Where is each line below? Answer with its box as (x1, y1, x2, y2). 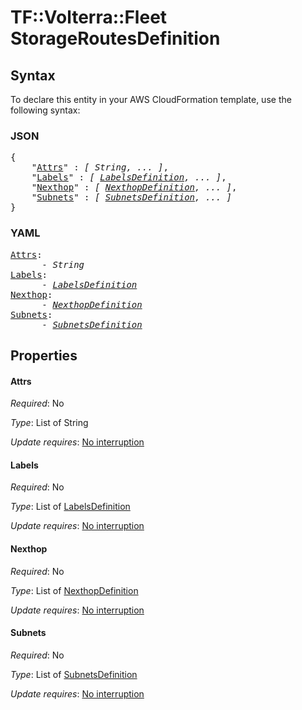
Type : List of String (10, 417, 89, 429)
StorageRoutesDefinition (10, 27, 221, 50)
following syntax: (10, 104, 81, 116)
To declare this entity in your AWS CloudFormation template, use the (10, 94, 292, 105)
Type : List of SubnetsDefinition (10, 668, 138, 680)
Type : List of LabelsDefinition (10, 501, 131, 513)
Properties (10, 347, 78, 364)
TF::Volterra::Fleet (10, 6, 168, 29)
